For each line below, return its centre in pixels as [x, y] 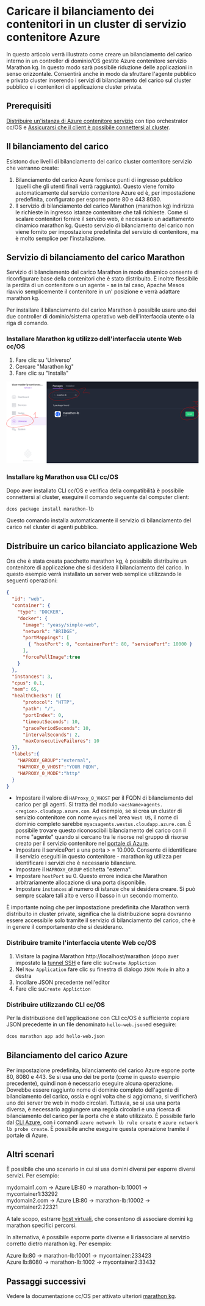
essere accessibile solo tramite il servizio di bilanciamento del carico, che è [101, 920]
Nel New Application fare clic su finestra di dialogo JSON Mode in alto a [103, 969]
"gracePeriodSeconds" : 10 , [57, 728]
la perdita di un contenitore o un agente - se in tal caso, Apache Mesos [95, 285]
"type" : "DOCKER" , [41, 612]
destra [23, 975]
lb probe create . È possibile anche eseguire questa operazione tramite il [98, 1128]
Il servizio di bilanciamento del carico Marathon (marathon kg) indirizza [104, 206]
